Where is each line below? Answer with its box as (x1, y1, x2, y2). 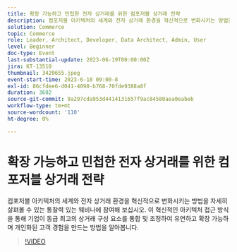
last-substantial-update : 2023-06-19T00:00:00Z (7, 56, 150, 64)
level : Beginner (7, 43, 55, 50)
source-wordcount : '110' (7, 109, 80, 116)
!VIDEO (24, 237, 46, 246)
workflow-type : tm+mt (7, 102, 71, 109)
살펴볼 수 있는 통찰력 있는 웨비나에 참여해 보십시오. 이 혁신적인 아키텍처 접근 (7, 205, 217, 214)
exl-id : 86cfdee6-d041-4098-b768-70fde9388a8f (7, 83, 147, 90)
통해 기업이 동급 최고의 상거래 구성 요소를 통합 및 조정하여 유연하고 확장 (14, 214, 210, 222)
